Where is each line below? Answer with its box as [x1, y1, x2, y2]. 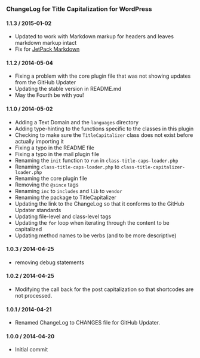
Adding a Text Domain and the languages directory [14, 118, 139, 126]
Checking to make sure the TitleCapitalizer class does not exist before [14, 131, 193, 139]
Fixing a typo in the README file [14, 144, 94, 151]
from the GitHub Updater [14, 79, 76, 86]
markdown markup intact [14, 39, 76, 47]
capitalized [14, 225, 42, 232]
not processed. [14, 292, 53, 299]
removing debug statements [14, 259, 85, 266]
